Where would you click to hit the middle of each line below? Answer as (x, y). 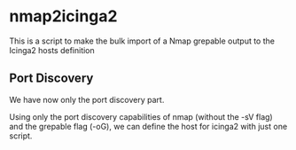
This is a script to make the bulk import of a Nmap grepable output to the (142, 41)
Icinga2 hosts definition (52, 50)
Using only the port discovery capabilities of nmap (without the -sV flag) (141, 116)
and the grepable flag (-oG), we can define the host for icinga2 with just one (148, 126)
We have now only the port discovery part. (87, 99)
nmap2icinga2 (63, 16)
